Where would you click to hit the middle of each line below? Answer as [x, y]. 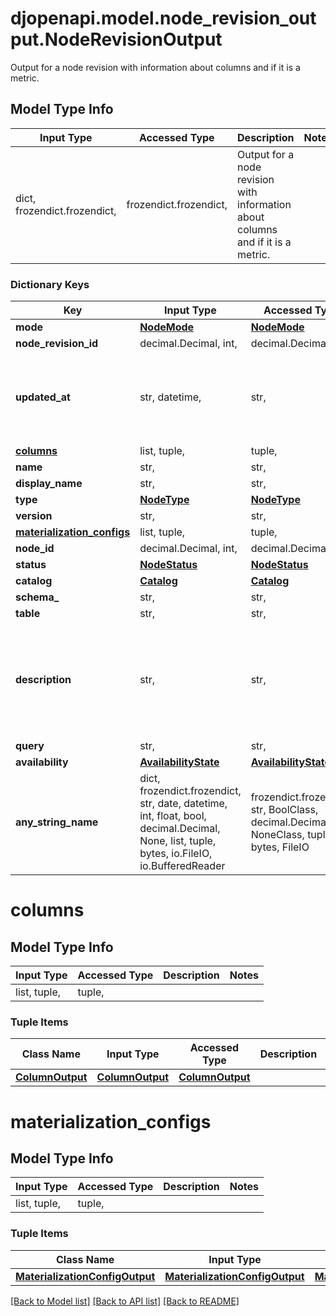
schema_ [37, 597]
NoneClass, [277, 835]
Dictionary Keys [50, 284]
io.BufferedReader [182, 866]
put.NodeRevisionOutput [116, 39]
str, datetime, [170, 397]
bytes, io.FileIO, [176, 854]
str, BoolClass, [284, 810]
